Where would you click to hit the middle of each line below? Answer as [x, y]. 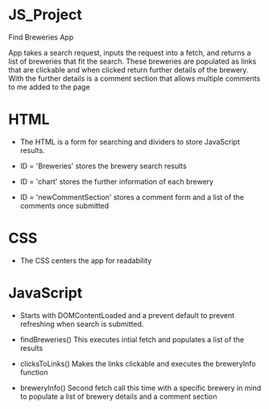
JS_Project [46, 15]
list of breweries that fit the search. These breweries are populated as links [132, 61]
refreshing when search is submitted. [82, 324]
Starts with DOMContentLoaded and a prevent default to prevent [127, 315]
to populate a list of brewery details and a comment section [118, 396]
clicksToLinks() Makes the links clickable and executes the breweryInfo [138, 363]
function [34, 372]
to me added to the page [49, 87]
